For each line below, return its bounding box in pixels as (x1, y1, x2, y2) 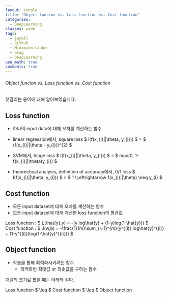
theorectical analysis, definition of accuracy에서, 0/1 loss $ (12, 169, 135, 175)
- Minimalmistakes (10, 45, 49, 50)
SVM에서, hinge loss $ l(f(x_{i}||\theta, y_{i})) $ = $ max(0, (12, 153, 134, 159)
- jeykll (10, 36, 29, 41)
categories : (5, 17, 31, 22)
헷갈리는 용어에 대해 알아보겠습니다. (5, 96, 76, 102)
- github (10, 41, 29, 46)
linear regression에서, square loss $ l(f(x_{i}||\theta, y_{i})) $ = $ (12, 136, 146, 142)
